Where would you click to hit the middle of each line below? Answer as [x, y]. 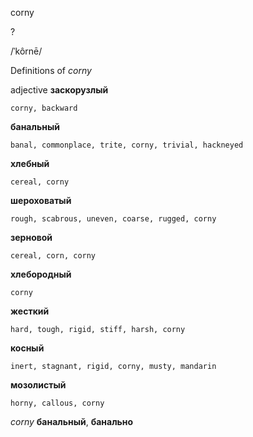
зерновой [31, 237]
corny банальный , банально [72, 421]
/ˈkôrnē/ [26, 51]
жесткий [30, 311]
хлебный [30, 163]
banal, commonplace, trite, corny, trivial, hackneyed [127, 145]
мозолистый [38, 385]
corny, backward [44, 108]
